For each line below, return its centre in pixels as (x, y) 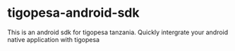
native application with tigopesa (54, 39)
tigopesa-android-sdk (73, 13)
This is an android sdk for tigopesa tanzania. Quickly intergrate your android (118, 32)
